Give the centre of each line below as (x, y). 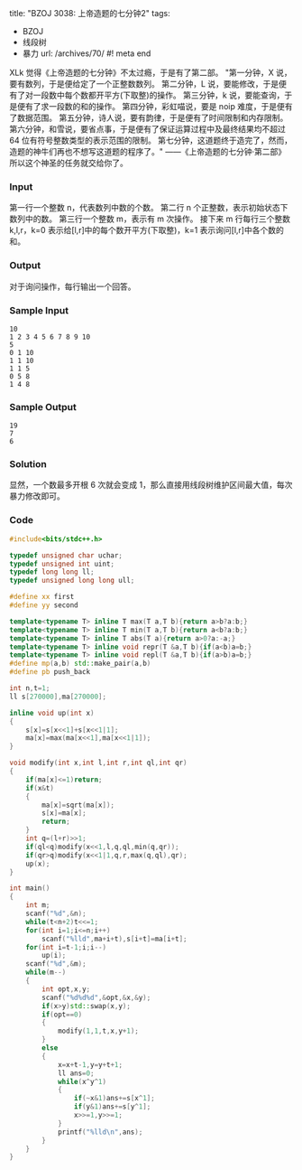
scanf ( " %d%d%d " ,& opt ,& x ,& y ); (96, 997)
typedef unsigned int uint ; (62, 564)
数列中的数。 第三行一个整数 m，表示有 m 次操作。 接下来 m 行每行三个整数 (150, 219)
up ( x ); (38, 864)
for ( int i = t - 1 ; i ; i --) (66, 947)
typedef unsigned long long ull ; (72, 581)
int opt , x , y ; (66, 989)
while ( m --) (46, 973)
